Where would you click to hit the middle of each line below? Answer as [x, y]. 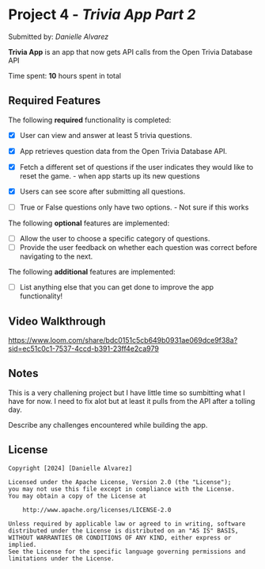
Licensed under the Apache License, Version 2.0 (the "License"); [120, 482]
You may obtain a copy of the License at [78, 496]
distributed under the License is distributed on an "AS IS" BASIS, [123, 531]
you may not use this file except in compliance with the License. [122, 489]
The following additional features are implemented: [92, 272]
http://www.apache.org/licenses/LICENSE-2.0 [97, 509]
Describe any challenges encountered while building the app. [108, 425]
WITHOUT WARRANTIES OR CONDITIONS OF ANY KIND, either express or [120, 537]
